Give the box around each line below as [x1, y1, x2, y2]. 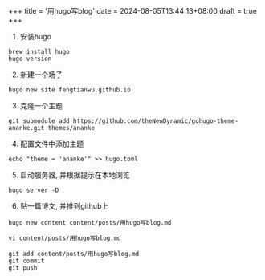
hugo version [8, 55, 52, 63]
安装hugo [19, 32, 52, 41]
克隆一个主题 [19, 101, 63, 110]
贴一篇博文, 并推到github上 [19, 201, 109, 210]
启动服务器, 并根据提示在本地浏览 [19, 170, 130, 180]
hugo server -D [8, 186, 59, 194]
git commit [8, 257, 45, 265]
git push [8, 264, 38, 272]
